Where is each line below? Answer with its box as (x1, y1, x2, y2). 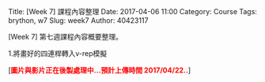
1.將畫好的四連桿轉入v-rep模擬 (8, 49, 108, 58)
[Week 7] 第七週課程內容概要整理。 (8, 32, 123, 41)
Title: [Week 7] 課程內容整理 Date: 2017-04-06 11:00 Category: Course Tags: (8, 7, 257, 16)
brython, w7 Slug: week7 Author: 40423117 (8, 16, 149, 25)
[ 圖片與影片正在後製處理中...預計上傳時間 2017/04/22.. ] (8, 65, 191, 75)
